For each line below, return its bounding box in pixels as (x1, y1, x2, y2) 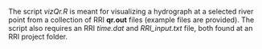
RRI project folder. (8, 32, 68, 41)
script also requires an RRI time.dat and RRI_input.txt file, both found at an (8, 24, 253, 32)
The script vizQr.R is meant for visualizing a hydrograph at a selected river (8, 7, 254, 16)
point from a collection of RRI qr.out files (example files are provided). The (8, 15, 255, 24)
